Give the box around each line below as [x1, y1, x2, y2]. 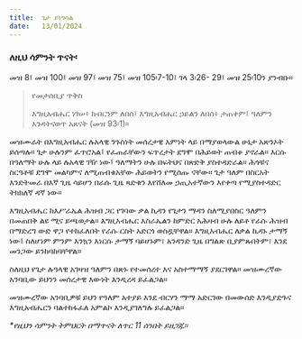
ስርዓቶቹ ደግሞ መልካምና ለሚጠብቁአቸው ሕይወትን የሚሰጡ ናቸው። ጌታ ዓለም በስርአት [9, 166, 270, 177]
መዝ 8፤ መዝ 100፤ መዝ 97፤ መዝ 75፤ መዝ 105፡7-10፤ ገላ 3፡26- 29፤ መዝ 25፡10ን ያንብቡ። [9, 71, 293, 82]
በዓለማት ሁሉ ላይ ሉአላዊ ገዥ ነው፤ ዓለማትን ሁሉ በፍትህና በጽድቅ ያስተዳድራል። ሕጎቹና [9, 156, 270, 167]
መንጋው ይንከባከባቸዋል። [9, 245, 82, 256]
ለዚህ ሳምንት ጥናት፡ [9, 51, 78, 64]
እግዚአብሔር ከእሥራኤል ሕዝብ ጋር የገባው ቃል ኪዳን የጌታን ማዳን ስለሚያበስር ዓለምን [9, 205, 267, 215]
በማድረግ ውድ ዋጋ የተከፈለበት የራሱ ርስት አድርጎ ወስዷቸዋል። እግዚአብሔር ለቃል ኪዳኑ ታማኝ [9, 224, 288, 235]
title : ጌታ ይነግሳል [9, 13, 74, 23]
